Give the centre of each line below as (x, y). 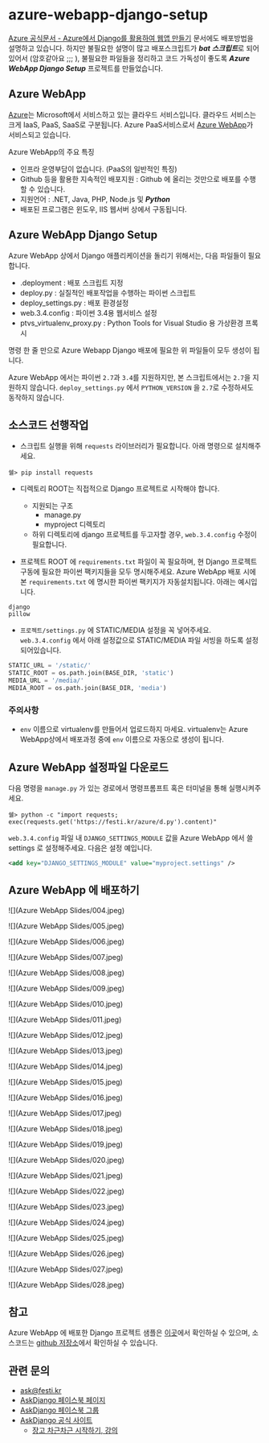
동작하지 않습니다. (37, 397)
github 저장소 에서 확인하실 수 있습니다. (97, 1343)
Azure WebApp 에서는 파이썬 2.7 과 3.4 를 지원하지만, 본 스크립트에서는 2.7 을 (130, 377)
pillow (19, 614)
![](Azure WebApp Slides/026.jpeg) (66, 1253)
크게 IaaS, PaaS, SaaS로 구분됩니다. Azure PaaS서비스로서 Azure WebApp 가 (131, 124)
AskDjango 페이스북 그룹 (59, 1410)
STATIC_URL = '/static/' (50, 666)
